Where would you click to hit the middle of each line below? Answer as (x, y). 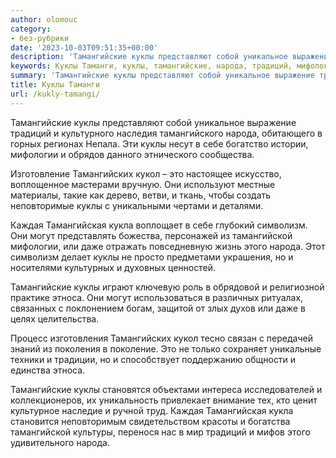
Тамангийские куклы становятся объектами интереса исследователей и (166, 389)
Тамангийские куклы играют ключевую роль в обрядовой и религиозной (167, 287)
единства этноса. (48, 370)
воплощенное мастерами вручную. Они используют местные (143, 184)
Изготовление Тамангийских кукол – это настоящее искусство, (146, 173)
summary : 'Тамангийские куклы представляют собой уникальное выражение (162, 76)
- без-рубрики (40, 38)
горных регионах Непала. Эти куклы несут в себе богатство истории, (159, 143)
